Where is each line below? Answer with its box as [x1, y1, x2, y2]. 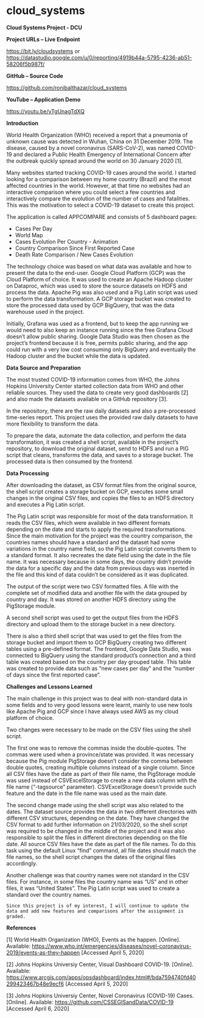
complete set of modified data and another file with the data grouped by [6, 589, 188, 596]
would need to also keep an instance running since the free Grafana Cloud [6, 326, 193, 333]
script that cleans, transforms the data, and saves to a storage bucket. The [6, 451, 194, 458]
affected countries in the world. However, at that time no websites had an [6, 182, 190, 189]
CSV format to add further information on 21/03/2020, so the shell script [6, 820, 188, 828]
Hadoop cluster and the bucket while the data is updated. [6, 352, 150, 360]
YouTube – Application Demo [6, 96, 81, 103]
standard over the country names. [6, 891, 91, 898]
